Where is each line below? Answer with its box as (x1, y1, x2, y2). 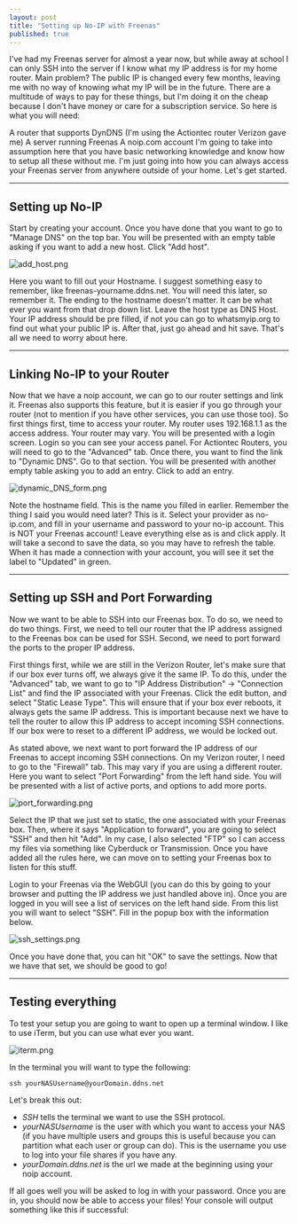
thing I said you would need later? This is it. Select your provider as (9, 509, 255, 520)
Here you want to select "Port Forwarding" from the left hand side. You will (9, 771, 282, 781)
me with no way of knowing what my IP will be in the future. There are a (9, 82, 271, 93)
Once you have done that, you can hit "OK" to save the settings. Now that (9, 951, 278, 961)
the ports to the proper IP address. (9, 642, 136, 653)
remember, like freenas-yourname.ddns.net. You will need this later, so (9, 286, 268, 296)
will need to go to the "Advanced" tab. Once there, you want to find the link (9, 447, 284, 457)
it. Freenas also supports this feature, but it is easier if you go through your (9, 400, 282, 410)
